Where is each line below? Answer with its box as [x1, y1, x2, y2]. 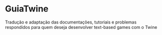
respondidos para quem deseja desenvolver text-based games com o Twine [5, 24, 158, 30]
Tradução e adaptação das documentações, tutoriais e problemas [5, 19, 137, 25]
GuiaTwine [5, 3, 49, 14]
